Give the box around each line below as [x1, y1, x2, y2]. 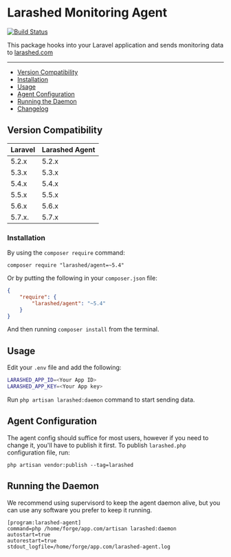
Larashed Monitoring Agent [7, 5, 168, 21]
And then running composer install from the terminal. [7, 325, 159, 334]
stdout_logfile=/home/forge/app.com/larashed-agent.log [7, 543, 170, 550]
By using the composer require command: [7, 249, 125, 257]
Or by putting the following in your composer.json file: [7, 274, 158, 283]
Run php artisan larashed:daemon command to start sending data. [7, 395, 195, 404]
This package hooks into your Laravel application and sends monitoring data [7, 41, 224, 49]
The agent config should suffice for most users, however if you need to [7, 433, 209, 441]
